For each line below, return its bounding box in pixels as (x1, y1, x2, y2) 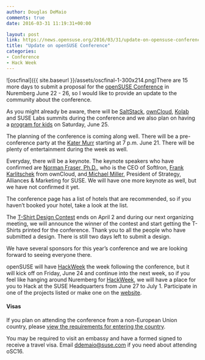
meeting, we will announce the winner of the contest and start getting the (6, 220, 191, 227)
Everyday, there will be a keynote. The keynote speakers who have (6, 157, 174, 165)
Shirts (6, 226, 21, 234)
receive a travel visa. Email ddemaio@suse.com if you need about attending (6, 341, 197, 348)
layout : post (6, 31, 40, 37)
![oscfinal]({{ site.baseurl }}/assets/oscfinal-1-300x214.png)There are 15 (6, 76, 188, 84)
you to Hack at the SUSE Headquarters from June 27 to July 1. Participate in (6, 282, 197, 290)
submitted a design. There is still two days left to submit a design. (6, 232, 171, 240)
